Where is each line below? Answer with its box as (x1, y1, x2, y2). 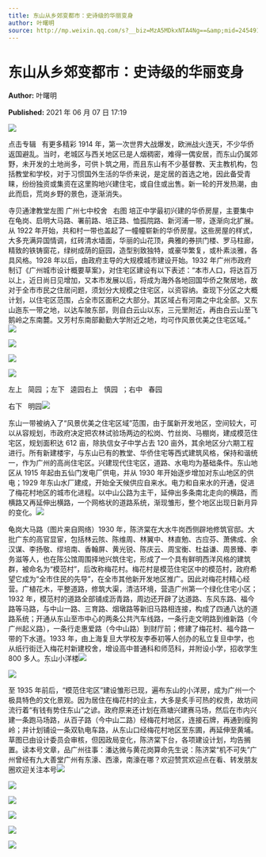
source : (8, 26, 34, 34)
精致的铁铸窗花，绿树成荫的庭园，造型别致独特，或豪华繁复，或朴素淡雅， (8, 245, 251, 255)
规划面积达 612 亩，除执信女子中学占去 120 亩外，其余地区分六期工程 (28, 438, 254, 448)
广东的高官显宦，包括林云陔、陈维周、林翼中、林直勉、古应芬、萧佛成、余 (14, 535, 258, 544)
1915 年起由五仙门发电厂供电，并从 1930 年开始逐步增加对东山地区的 (23, 468, 247, 477)
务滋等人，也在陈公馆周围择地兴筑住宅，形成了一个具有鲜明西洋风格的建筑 (8, 554, 251, 564)
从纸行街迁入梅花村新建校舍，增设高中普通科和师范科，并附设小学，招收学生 (8, 644, 258, 654)
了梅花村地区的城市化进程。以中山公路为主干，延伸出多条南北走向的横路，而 (8, 488, 258, 497)
